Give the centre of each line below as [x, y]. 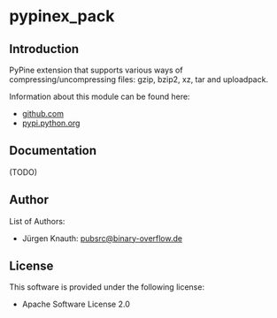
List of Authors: [37, 221]
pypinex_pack [62, 16]
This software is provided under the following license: [107, 287]
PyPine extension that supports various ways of [96, 70]
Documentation [53, 151]
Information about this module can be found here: [100, 96]
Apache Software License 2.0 [76, 304]
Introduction [44, 49]
